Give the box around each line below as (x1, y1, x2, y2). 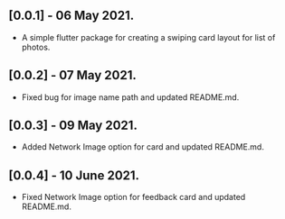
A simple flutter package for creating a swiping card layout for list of (21, 32, 276, 42)
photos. (21, 41, 51, 52)
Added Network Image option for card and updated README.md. (21, 141, 264, 152)
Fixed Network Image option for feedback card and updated (21, 192, 246, 203)
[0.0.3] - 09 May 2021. (8, 118, 138, 133)
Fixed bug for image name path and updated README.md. (21, 91, 240, 103)
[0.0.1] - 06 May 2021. (8, 8, 135, 23)
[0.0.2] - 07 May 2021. (8, 68, 137, 83)
